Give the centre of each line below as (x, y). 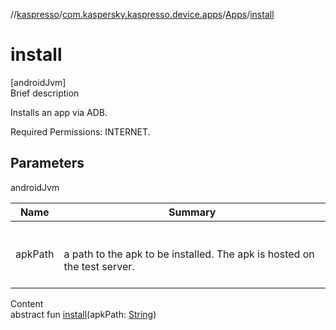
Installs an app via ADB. (59, 112)
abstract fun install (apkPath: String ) (83, 314)
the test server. (99, 266)
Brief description (45, 93)
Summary (192, 212)
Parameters (47, 163)
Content (27, 303)
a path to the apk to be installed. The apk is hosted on (189, 254)
